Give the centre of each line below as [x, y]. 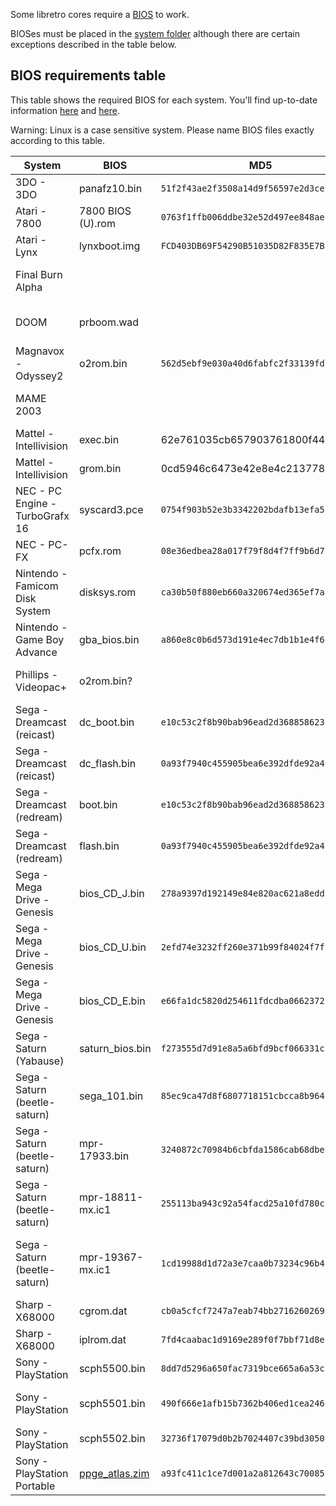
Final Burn [39, 274]
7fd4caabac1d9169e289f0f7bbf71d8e [242, 1339]
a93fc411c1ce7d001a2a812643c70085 [242, 1473]
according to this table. [58, 140]
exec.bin [99, 439]
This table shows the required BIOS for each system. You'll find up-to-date [164, 100]
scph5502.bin [112, 1438]
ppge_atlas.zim [114, 1473]
